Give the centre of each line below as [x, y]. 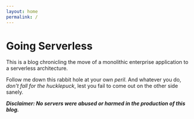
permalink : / [22, 17]
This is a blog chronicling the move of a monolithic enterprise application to [97, 62]
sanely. [15, 92]
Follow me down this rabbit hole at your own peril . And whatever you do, [94, 80]
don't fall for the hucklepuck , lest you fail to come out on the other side [92, 86]
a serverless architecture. [37, 69]
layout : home [22, 11]
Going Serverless [49, 46]
